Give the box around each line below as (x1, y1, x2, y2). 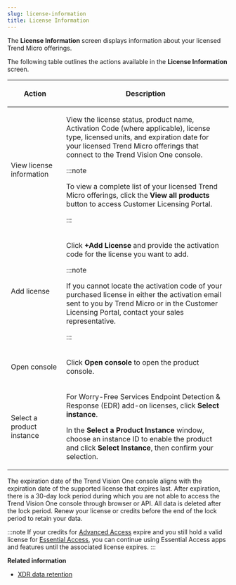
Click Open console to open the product (66, 357, 199, 367)
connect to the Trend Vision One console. (66, 149, 203, 159)
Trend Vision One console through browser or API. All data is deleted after (7, 499, 221, 508)
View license (11, 160, 53, 170)
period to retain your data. (7, 514, 83, 522)
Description (125, 89, 166, 99)
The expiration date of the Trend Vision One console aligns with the (7, 477, 202, 485)
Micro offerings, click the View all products (66, 190, 210, 200)
